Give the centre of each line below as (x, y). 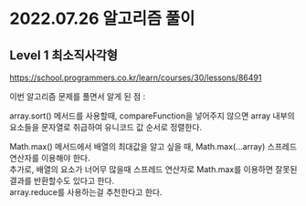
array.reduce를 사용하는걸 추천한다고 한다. (86, 192)
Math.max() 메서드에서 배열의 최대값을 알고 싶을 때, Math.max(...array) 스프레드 (153, 146)
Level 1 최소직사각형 (64, 55)
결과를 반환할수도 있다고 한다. (62, 180)
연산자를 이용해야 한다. (50, 158)
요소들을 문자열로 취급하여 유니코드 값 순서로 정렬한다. (106, 127)
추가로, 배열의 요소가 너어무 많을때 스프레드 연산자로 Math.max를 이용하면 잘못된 (153, 169)
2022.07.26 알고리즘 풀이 (102, 19)
